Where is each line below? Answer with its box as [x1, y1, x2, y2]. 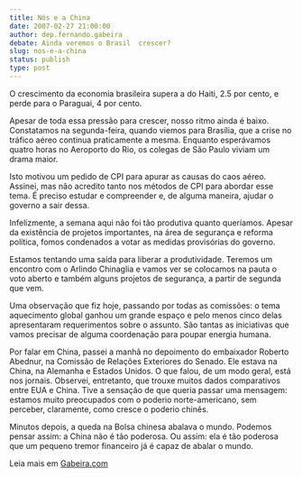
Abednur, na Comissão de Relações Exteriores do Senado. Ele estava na [9, 355, 278, 366]
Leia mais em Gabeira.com [9, 457, 108, 469]
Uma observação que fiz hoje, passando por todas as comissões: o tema [9, 299, 281, 311]
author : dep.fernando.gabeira [9, 30, 124, 39]
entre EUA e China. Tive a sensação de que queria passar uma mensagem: [9, 384, 288, 395]
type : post [9, 64, 50, 73]
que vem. [9, 282, 45, 293]
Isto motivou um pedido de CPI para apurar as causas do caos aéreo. [9, 170, 267, 181]
